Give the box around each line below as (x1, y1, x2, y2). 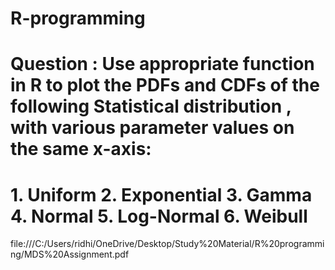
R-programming (10, 7, 146, 30)
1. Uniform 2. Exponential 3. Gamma (10, 183, 313, 206)
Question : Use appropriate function (10, 53, 315, 76)
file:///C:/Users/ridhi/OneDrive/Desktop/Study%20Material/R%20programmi (10, 238, 325, 250)
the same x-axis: (10, 138, 152, 161)
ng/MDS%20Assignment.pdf (10, 248, 130, 261)
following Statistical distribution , (10, 95, 292, 118)
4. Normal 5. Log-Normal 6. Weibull (10, 205, 308, 227)
